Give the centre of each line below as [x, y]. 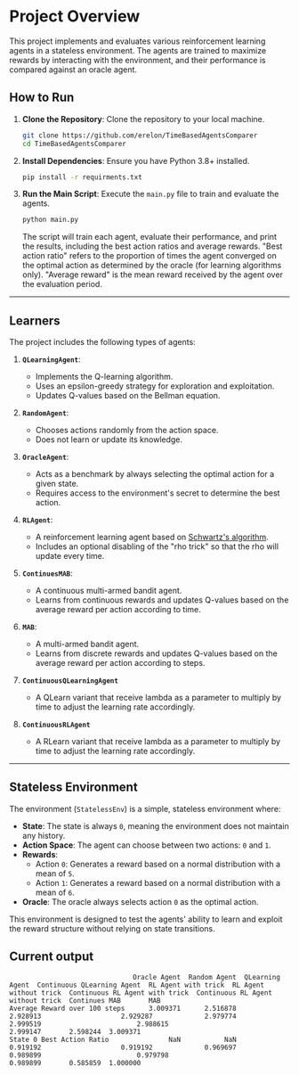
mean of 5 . [55, 873]
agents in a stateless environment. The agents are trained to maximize [138, 50]
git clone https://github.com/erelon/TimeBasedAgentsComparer [140, 135]
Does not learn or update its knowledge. [109, 439]
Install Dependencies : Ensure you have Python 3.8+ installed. [136, 160]
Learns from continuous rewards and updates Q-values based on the [162, 600]
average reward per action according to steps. [120, 663]
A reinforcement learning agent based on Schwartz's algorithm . [152, 537]
